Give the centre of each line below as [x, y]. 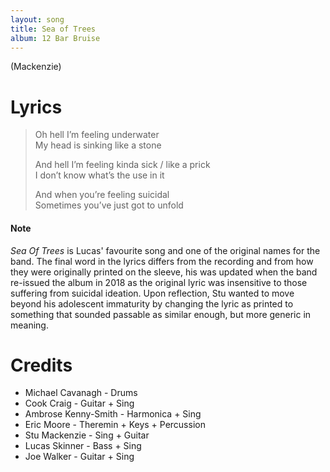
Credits [41, 365]
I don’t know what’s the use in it [99, 175]
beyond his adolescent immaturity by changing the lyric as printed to [152, 303]
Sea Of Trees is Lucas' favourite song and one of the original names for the [165, 250]
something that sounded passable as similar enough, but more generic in [161, 314]
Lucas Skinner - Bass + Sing [83, 446]
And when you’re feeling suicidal [102, 195]
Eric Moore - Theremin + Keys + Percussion [115, 425]
